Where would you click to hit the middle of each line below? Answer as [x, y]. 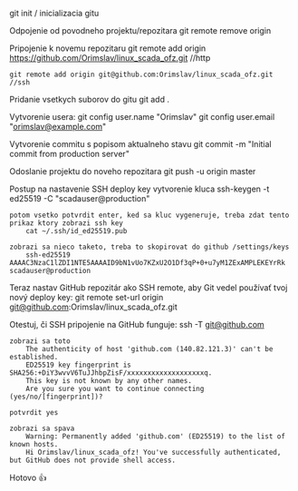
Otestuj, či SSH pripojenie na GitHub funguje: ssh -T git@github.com [137, 324]
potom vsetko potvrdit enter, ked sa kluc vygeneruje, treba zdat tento [149, 215]
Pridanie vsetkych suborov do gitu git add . [90, 99]
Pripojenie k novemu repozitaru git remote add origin [108, 48]
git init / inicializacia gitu [54, 13]
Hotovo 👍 [28, 477]
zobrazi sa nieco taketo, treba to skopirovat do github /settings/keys [149, 247]
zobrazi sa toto [40, 341]
